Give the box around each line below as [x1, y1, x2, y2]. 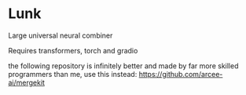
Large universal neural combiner [8, 31, 113, 40]
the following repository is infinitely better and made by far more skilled [8, 60, 239, 71]
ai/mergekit [8, 78, 46, 87]
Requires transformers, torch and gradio [8, 46, 138, 55]
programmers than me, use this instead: [8, 69, 138, 79]
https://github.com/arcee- [138, 69, 223, 79]
